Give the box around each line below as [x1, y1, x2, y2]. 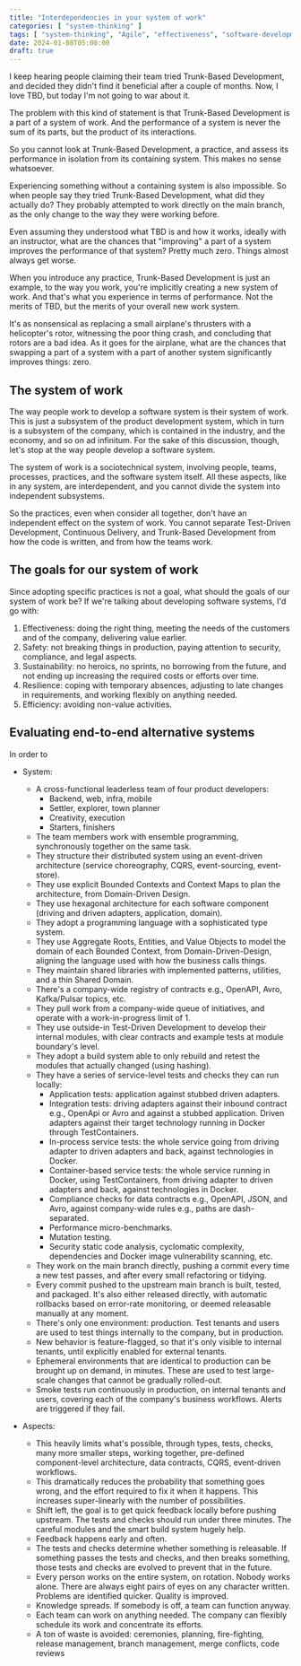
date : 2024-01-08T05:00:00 [9, 38, 110, 48]
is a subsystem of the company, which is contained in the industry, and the [9, 425, 286, 436]
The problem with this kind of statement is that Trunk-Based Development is [9, 108, 290, 118]
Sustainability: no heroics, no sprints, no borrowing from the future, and [21, 660, 287, 671]
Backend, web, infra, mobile [48, 793, 152, 804]
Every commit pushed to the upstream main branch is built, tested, [35, 1279, 282, 1290]
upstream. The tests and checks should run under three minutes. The [35, 1513, 292, 1525]
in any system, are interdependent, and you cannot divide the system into [9, 481, 280, 492]
